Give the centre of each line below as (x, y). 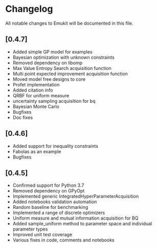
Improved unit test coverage (42, 235)
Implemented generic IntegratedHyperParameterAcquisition (76, 197)
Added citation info (33, 90)
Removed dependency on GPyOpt (49, 191)
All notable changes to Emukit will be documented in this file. (70, 23)
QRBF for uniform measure (41, 95)
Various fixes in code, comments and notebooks (63, 240)
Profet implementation (36, 84)
